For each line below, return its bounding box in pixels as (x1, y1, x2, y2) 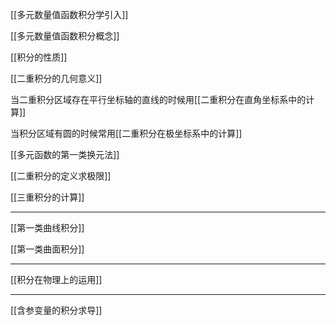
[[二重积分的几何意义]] (10, 73, 103, 84)
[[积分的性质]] (10, 51, 68, 63)
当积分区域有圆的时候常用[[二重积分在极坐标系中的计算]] (10, 128, 243, 139)
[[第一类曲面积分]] (10, 243, 85, 255)
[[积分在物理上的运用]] (10, 274, 103, 285)
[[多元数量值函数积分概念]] (10, 30, 120, 42)
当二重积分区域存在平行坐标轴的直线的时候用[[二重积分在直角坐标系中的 (10, 94, 307, 105)
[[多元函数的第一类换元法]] (10, 149, 120, 160)
